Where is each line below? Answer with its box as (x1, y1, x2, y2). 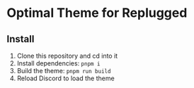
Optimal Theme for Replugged (6, 5, 188, 21)
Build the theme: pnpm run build (16, 67, 111, 75)
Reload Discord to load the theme (16, 74, 115, 82)
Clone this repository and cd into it (16, 51, 118, 60)
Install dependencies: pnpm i (16, 59, 101, 68)
